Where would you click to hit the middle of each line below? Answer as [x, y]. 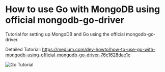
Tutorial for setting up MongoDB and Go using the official [65, 34]
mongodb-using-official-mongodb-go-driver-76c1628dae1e [68, 55]
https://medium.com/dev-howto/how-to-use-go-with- [99, 49]
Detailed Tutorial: [23, 49]
